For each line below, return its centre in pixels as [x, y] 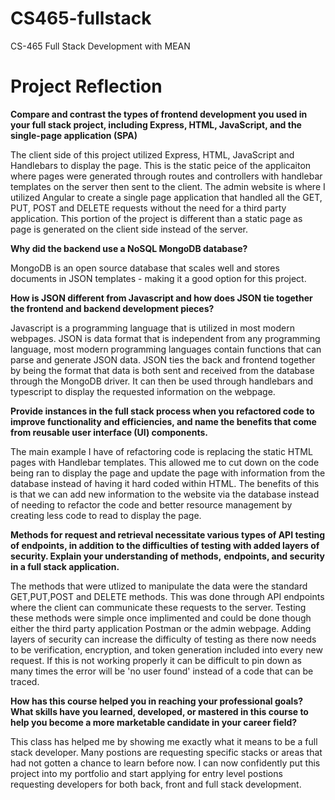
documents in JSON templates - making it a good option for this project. [158, 278]
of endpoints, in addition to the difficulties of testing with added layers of [165, 545]
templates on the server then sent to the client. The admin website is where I [168, 186]
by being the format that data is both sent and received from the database [162, 370]
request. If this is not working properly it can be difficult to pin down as [156, 660]
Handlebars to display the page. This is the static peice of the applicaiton [161, 165]
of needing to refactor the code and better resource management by [151, 504]
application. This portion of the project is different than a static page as [156, 218]
